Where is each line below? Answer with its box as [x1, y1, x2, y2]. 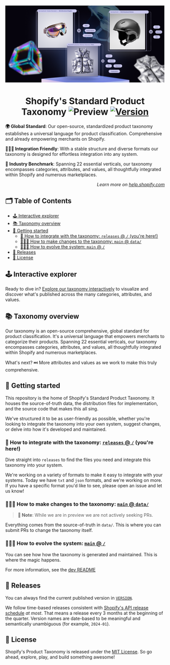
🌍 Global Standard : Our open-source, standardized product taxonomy [5, 123, 153, 129]
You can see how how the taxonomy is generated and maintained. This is [5, 551, 158, 557]
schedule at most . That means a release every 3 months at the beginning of [5, 610, 163, 616]
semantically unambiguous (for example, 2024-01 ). [5, 620, 110, 627]
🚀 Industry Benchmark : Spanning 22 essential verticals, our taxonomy [5, 160, 153, 167]
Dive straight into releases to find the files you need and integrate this [5, 456, 151, 463]
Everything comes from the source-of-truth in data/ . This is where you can [5, 522, 161, 528]
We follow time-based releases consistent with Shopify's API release [5, 604, 149, 610]
